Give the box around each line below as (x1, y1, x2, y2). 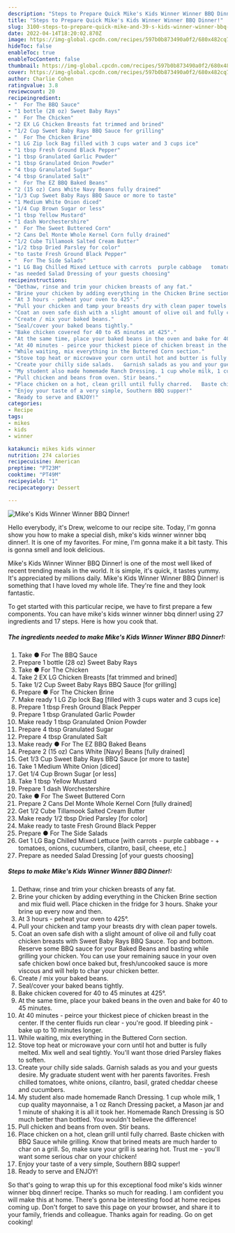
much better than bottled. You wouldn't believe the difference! (17, 1115, 197, 1123)
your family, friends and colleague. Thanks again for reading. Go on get (8, 1210, 213, 1218)
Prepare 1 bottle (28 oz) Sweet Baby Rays (17, 658, 138, 666)
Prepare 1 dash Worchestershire (17, 784, 110, 793)
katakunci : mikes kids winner (8, 445, 96, 452)
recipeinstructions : (8, 277, 68, 284)
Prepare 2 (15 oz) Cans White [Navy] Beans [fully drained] (17, 747, 185, 756)
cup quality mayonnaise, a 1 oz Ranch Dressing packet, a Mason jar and (17, 1100, 224, 1109)
